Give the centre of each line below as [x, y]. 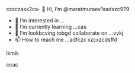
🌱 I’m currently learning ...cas [51, 27]
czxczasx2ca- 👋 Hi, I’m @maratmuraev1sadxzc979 [68, 9]
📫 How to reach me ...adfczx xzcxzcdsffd [66, 39]
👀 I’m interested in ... [40, 20]
